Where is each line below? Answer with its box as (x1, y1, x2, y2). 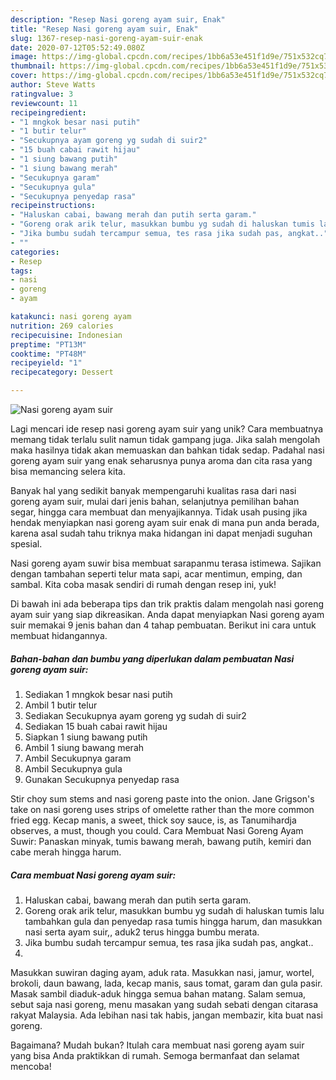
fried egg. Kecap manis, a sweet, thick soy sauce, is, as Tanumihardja (10, 814, 297, 826)
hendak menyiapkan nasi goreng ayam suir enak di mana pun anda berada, (10, 517, 320, 528)
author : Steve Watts (10, 80, 97, 90)
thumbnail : (10, 61, 56, 71)
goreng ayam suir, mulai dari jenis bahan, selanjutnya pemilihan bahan (10, 496, 300, 507)
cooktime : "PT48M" (10, 349, 87, 359)
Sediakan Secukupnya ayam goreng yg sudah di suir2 (24, 709, 247, 721)
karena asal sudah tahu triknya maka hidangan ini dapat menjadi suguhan (10, 527, 313, 539)
